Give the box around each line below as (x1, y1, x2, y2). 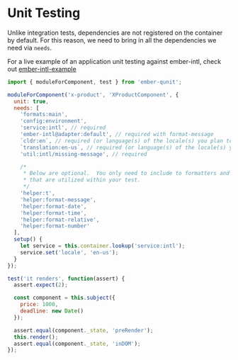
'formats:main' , (20, 111, 69, 118)
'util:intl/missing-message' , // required (20, 150, 147, 157)
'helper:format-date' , (20, 203, 87, 210)
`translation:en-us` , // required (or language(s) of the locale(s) (20, 144, 227, 151)
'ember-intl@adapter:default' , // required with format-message (20, 131, 214, 138)
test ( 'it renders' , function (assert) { (7, 275, 125, 282)
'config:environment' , (20, 118, 87, 125)
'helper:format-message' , (20, 196, 97, 203)
